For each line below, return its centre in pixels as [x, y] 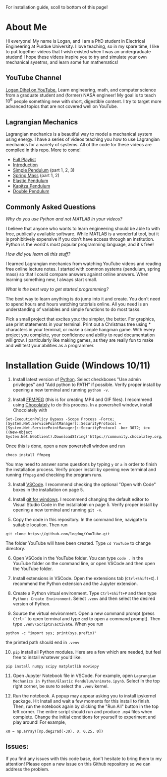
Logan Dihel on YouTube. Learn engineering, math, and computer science [81, 90]
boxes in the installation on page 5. [48, 489]
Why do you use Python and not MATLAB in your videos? [64, 219]
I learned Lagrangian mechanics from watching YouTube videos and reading [83, 264]
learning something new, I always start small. [51, 280]
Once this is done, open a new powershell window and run [65, 446]
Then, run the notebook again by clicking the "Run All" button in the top [86, 706]
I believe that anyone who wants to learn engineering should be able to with [83, 229]
